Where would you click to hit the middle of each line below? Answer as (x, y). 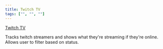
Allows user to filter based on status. (42, 42)
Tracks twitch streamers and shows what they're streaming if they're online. (82, 37)
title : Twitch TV (23, 9)
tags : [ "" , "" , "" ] (25, 14)
